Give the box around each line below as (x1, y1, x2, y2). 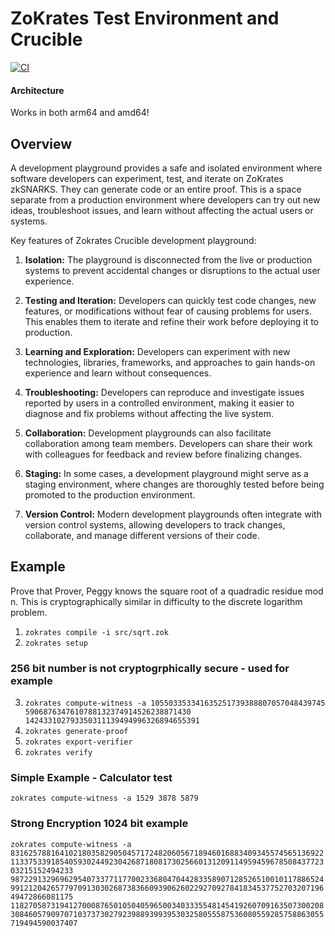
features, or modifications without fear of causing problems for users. (24, 305, 312, 317)
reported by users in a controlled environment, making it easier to (24, 397, 295, 409)
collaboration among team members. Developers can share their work (24, 437, 313, 449)
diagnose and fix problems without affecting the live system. (24, 407, 274, 419)
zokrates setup (24, 638, 89, 648)
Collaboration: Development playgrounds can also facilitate (24, 427, 272, 439)
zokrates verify (24, 748, 93, 758)
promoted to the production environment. (24, 488, 196, 501)
